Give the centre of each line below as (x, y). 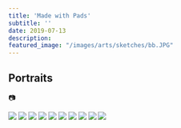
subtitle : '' (30, 23)
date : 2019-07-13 (37, 30)
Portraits (31, 78)
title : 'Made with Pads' (50, 16)
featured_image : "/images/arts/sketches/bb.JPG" (91, 46)
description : (30, 38)
